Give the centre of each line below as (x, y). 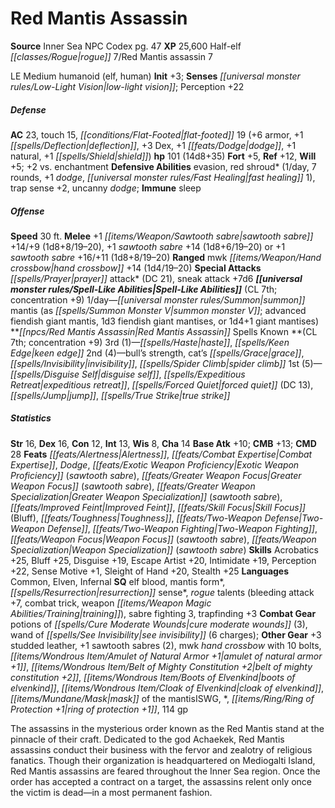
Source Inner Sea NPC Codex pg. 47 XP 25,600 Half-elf (126, 46)
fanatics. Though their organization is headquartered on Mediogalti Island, (163, 760)
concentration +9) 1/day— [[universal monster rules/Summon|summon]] (158, 299)
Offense (27, 211)
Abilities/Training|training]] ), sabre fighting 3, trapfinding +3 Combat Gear (163, 613)
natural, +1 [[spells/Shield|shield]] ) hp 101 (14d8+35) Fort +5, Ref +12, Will (163, 156)
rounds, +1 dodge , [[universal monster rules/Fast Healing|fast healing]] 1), (163, 177)
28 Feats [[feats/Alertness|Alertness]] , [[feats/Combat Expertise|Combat (161, 454)
